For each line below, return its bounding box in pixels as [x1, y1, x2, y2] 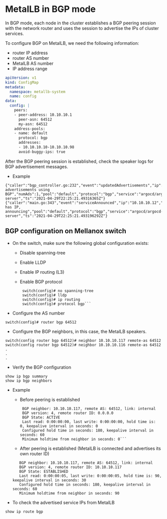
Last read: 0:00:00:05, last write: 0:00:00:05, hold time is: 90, [19, 473, 162, 478]
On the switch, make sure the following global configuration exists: [12, 240, 149, 246]
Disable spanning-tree [19, 250, 66, 256]
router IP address [12, 50, 48, 56]
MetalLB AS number [12, 60, 54, 66]
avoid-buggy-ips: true [18, 149, 66, 154]
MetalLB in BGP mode [5, 3, 96, 15]
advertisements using [5, 187, 50, 192]
